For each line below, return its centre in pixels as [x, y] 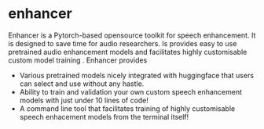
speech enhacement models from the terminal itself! [104, 116]
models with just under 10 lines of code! [84, 100]
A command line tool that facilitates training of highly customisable [127, 108]
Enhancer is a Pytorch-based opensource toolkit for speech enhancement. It [132, 35]
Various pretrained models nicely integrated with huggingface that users [136, 75]
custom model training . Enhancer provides [78, 60]
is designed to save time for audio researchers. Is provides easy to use [123, 43]
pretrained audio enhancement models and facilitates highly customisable [128, 52]
